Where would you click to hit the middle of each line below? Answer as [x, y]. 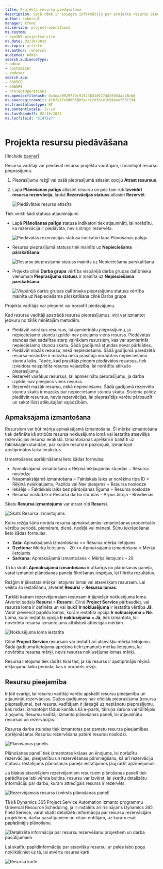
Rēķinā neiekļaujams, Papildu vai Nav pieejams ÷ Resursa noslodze [79, 484]
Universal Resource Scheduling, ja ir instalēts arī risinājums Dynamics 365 [79, 808]
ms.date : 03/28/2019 [26, 41]
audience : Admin [21, 55]
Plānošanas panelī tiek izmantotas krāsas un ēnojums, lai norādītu [71, 753]
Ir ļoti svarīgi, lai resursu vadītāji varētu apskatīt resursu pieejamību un [75, 694]
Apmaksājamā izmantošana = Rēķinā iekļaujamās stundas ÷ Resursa [80, 469]
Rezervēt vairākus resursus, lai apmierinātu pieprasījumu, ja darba [78, 376]
